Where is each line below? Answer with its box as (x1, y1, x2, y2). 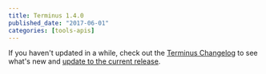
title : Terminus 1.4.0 (8, 11, 84, 20)
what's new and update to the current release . (8, 56, 161, 66)
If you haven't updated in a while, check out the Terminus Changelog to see (8, 49, 258, 58)
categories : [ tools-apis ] (8, 26, 95, 34)
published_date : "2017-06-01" (8, 19, 110, 27)
